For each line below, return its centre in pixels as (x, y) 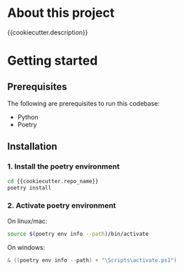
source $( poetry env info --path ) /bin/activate (78, 234)
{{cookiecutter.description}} (48, 32)
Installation (32, 146)
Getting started (53, 61)
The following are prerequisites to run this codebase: (83, 103)
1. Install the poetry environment (63, 166)
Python (28, 117)
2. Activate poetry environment (62, 206)
